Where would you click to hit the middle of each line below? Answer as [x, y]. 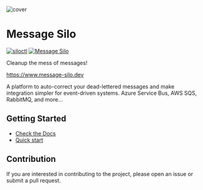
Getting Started [36, 119]
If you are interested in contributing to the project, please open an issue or [100, 174]
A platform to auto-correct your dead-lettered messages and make [90, 86]
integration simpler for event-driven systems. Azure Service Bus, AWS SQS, [102, 93]
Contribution [31, 159]
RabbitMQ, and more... [35, 99]
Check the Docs [35, 133]
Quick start [29, 140]
